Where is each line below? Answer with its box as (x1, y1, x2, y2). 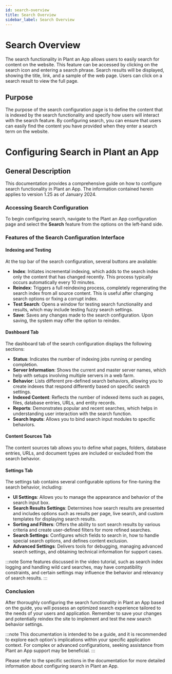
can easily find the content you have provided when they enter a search (5, 123, 158, 129)
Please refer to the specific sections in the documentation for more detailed (5, 658, 165, 664)
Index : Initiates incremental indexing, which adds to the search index (12, 268, 158, 274)
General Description (5, 166, 71, 175)
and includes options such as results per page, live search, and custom (12, 511, 164, 517)
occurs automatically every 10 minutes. (12, 279, 96, 285)
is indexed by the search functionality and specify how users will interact (5, 112, 160, 118)
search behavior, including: (5, 484, 63, 491)
